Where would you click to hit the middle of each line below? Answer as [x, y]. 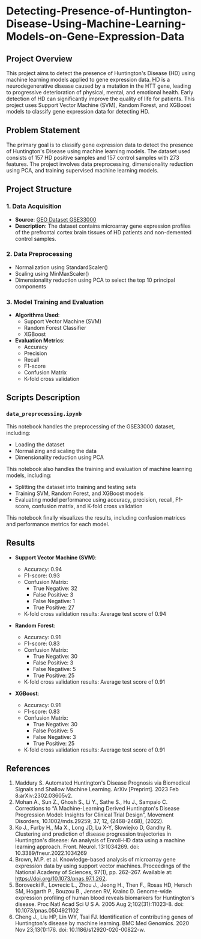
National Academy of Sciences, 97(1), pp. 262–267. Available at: [94, 872]
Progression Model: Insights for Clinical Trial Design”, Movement [94, 815]
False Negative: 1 [54, 601]
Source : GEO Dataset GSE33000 [55, 219]
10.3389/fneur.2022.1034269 [51, 853]
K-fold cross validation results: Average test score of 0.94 [95, 613]
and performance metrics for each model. [58, 524]
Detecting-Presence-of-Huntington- [99, 11]
